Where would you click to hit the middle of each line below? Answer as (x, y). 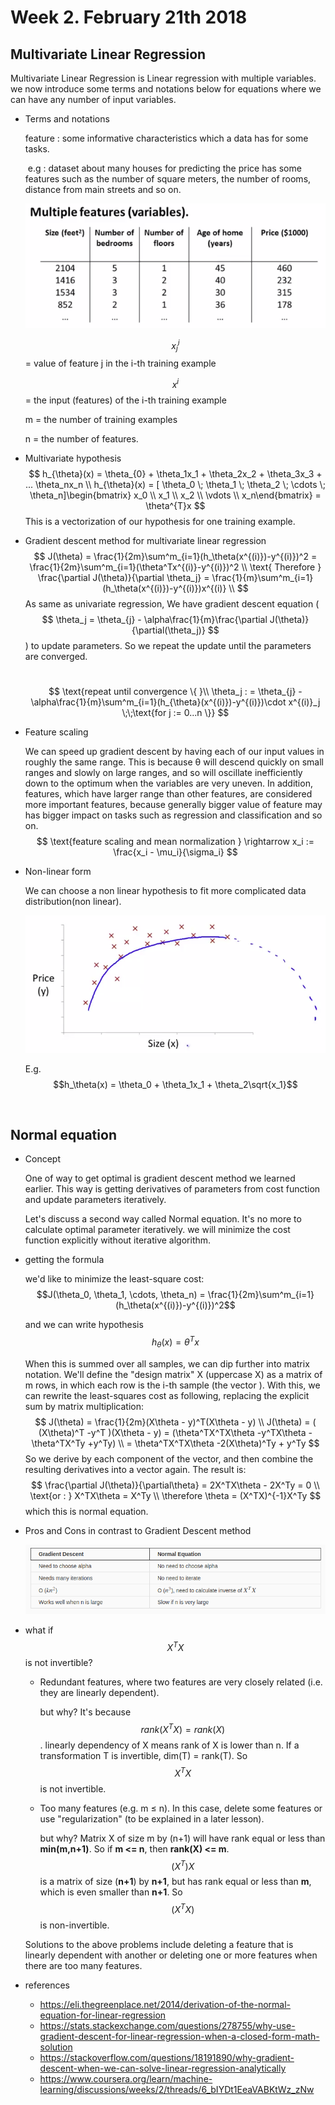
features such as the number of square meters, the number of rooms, (168, 179)
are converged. (56, 657)
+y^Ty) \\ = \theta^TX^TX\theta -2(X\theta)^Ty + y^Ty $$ (203, 1443)
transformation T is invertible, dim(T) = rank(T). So (143, 1756)
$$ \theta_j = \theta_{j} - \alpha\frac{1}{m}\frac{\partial (154, 620)
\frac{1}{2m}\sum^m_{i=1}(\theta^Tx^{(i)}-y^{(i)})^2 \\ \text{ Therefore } (175, 567)
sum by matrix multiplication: (84, 1406)
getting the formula (64, 1260)
